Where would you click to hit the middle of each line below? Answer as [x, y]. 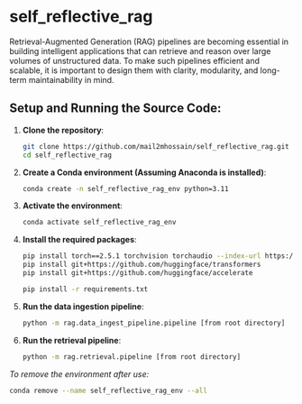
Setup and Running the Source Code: [115, 109]
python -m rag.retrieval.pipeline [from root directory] [132, 357]
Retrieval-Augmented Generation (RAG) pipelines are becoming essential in [149, 41]
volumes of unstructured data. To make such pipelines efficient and [134, 60]
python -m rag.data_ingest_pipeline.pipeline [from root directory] [154, 323]
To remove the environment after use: [79, 374]
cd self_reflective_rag [67, 155]
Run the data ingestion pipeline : [83, 306]
